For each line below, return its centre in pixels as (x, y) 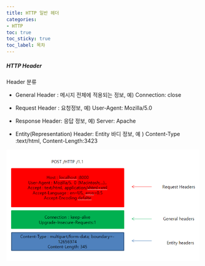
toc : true (19, 32)
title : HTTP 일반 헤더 (33, 13)
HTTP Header (24, 66)
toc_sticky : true (29, 39)
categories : (21, 19)
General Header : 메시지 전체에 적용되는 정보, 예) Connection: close (98, 94)
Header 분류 (21, 82)
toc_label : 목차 (26, 45)
